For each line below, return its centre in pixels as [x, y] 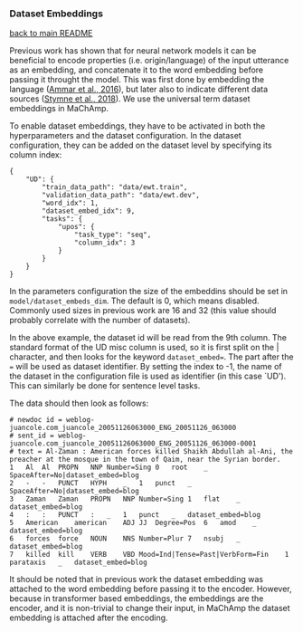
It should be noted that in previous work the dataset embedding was [137, 579]
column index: [36, 155]
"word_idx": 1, [71, 203]
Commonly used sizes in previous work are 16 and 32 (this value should [143, 311]
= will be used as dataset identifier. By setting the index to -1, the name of [146, 367]
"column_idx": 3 [104, 243]
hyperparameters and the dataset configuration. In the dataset [125, 136]
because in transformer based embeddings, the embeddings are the [137, 598]
